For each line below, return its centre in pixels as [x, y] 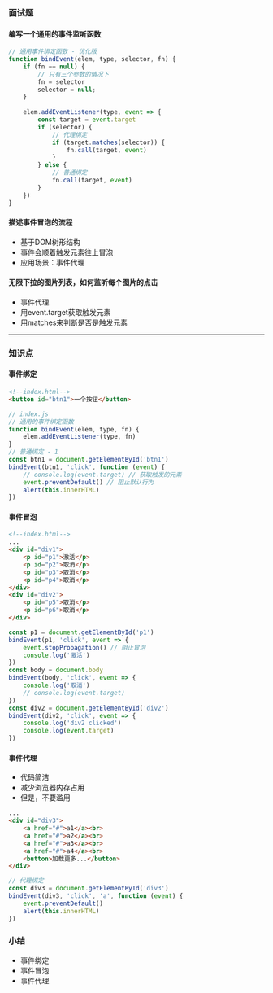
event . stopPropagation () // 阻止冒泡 [84, 647]
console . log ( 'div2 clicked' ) [72, 723]
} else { [52, 165]
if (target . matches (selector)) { [108, 142]
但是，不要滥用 [45, 798]
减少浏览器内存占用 [52, 788]
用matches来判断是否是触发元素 [74, 322]
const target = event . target [87, 120]
